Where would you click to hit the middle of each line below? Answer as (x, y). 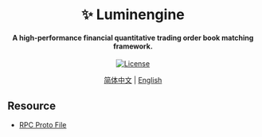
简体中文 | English (133, 80)
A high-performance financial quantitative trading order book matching (133, 37)
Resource (32, 106)
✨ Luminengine (133, 15)
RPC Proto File (43, 125)
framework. (133, 46)
